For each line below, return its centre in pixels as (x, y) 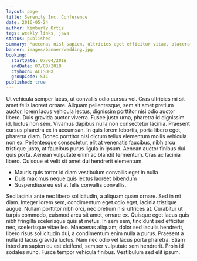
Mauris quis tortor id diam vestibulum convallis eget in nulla (86, 172)
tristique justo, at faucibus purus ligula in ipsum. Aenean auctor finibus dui (96, 149)
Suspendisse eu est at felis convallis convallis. (70, 185)
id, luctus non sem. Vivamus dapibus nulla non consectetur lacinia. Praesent (98, 124)
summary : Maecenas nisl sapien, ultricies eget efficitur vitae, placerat (99, 44)
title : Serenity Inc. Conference (47, 17)
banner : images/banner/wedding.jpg (50, 50)
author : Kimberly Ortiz (35, 28)
